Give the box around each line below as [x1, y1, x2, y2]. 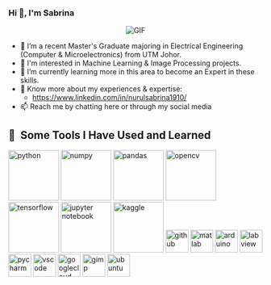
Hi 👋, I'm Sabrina [8, 7, 75, 19]
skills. [19, 76, 40, 86]
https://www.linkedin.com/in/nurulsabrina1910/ [31, 93, 187, 103]
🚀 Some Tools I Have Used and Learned [8, 128, 211, 142]
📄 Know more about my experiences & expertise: [19, 84, 183, 94]
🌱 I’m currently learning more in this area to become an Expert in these [19, 67, 256, 77]
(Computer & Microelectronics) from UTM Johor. [19, 50, 182, 60]
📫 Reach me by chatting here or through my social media [19, 102, 212, 111]
